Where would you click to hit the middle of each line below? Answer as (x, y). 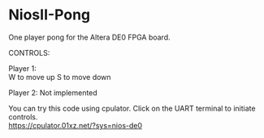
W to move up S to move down (60, 77)
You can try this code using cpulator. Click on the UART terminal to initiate (132, 108)
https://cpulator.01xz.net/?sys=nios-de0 (76, 125)
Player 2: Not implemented (53, 92)
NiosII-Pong (50, 15)
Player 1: (22, 68)
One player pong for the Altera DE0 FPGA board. (89, 37)
